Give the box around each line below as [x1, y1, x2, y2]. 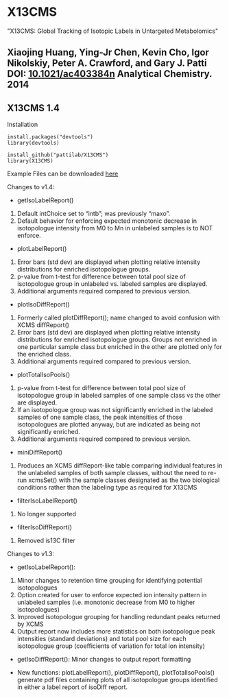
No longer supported [16, 510, 77, 518]
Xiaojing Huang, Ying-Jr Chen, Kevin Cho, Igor [7, 47, 209, 58]
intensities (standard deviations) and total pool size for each [16, 635, 186, 643]
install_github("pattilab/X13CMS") [7, 152, 109, 158]
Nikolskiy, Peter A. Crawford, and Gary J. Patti [7, 58, 207, 69]
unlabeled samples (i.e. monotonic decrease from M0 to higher [16, 598, 195, 607]
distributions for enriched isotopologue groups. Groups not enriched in [16, 335, 217, 344]
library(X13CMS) [7, 158, 53, 165]
